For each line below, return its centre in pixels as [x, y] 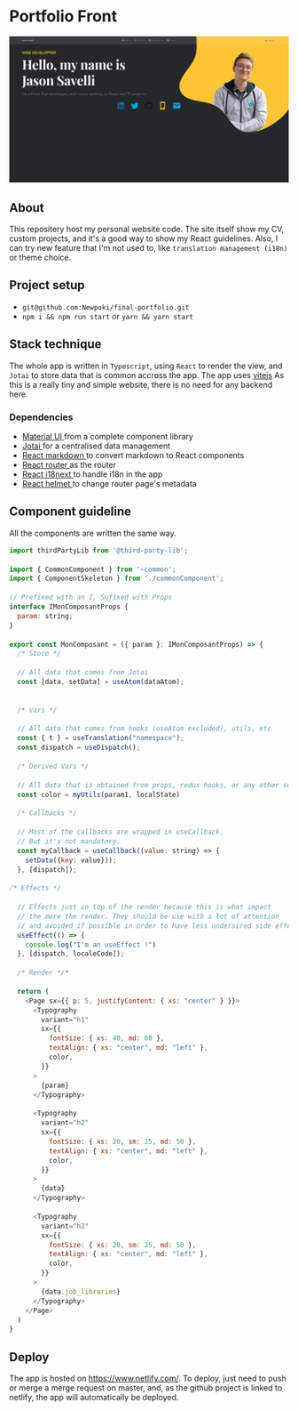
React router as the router [69, 464]
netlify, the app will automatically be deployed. [94, 1398]
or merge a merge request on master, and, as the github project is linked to [146, 1388]
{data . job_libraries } [81, 1292]
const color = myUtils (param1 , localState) [98, 794]
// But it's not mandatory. [69, 841]
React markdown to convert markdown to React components [133, 455]
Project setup [47, 285]
